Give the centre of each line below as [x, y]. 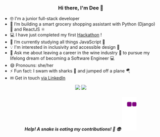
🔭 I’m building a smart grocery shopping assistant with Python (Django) [82, 24]
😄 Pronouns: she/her [31, 66]
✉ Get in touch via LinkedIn [38, 78]
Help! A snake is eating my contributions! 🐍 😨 [73, 129]
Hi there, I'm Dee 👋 [81, 8]
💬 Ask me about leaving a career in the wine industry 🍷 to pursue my [80, 53]
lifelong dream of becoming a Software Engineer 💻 [62, 58]
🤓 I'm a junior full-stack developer [45, 19]
